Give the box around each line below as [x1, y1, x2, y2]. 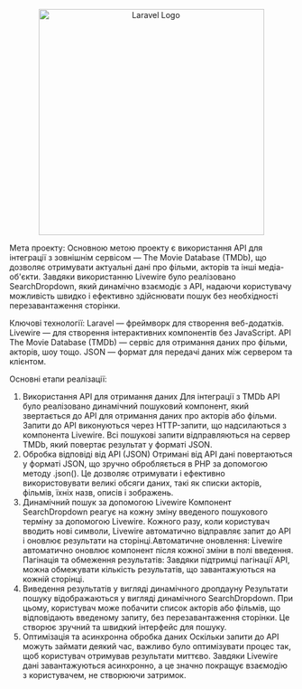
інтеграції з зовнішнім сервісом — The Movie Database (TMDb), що [9, 252, 268, 262]
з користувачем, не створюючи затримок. [22, 670, 187, 680]
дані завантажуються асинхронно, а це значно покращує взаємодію [22, 660, 288, 671]
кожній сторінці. [22, 574, 86, 584]
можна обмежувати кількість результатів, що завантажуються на [22, 564, 277, 574]
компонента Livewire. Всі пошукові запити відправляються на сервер [22, 429, 290, 440]
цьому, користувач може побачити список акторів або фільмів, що [22, 602, 281, 613]
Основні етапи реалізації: [9, 373, 107, 384]
